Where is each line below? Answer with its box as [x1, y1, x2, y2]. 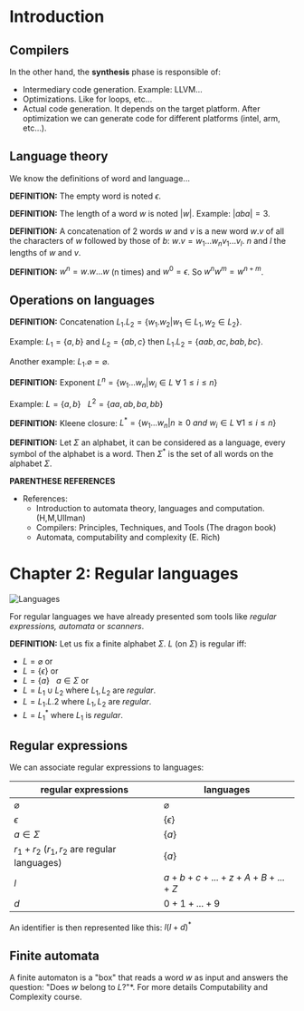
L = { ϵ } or [22, 665, 59, 676]
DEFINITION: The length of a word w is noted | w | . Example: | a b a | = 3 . [9, 208, 271, 219]
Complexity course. [9, 991, 82, 1003]
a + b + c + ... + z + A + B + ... [163, 870, 285, 883]
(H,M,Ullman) [35, 512, 86, 523]
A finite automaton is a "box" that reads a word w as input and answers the [9, 972, 289, 983]
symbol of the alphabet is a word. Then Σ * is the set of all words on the [9, 447, 274, 459]
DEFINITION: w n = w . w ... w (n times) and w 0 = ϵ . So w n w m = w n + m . [9, 265, 264, 277]
